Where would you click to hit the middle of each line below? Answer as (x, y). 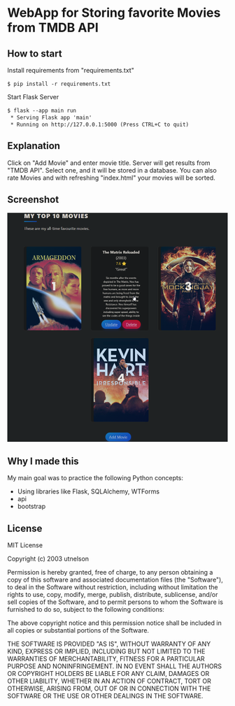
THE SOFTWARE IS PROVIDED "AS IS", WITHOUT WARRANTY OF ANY (109, 644)
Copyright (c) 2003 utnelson (48, 559)
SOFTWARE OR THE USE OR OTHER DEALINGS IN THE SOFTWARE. (105, 696)
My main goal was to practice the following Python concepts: (95, 478)
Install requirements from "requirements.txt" (71, 70)
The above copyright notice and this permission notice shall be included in (114, 623)
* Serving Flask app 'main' (51, 117)
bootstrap (31, 506)
